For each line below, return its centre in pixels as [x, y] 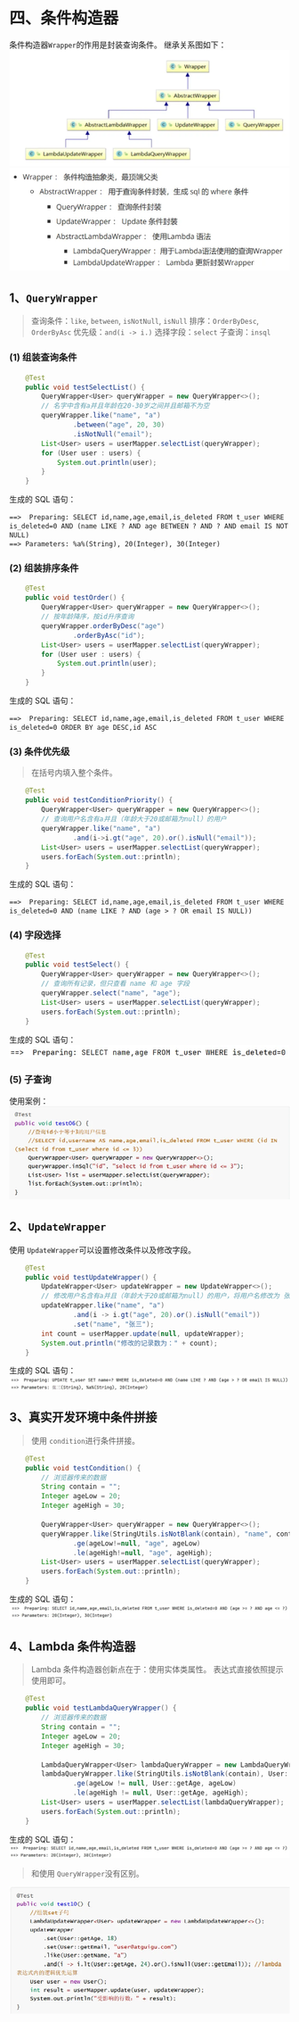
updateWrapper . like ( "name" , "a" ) [103, 1305]
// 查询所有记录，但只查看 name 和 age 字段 [115, 984]
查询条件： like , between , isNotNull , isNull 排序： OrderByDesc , [145, 321]
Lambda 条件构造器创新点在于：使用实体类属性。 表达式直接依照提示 [157, 1670]
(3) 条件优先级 [40, 752]
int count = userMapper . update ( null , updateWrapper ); [143, 1334]
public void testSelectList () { [85, 387]
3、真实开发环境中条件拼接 [83, 1417]
